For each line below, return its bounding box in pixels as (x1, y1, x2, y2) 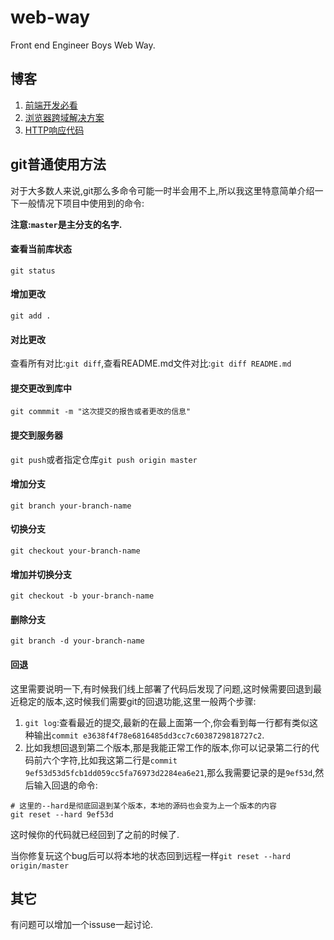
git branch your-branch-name (10, 501, 132, 511)
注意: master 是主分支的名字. (10, 218, 123, 230)
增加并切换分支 (10, 568, 72, 580)
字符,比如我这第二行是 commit (59, 754, 178, 766)
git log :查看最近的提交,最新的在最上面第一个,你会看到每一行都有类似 (24, 716, 310, 728)
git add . (10, 311, 52, 321)
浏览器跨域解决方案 (24, 111, 105, 123)
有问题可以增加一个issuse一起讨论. (10, 919, 154, 931)
